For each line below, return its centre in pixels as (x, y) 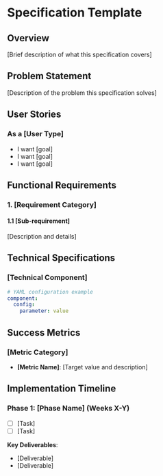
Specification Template (75, 13)
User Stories (34, 115)
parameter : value (44, 311)
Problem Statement (49, 76)
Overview (28, 38)
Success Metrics (44, 333)
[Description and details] (42, 237)
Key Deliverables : (33, 444)
